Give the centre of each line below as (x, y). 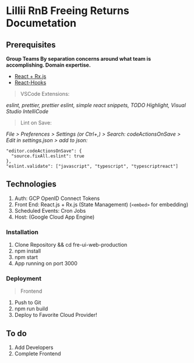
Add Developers (34, 348)
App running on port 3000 (46, 264)
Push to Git (28, 303)
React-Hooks (30, 82)
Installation (22, 232)
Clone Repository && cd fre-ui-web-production (71, 245)
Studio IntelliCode (27, 111)
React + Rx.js (30, 76)
